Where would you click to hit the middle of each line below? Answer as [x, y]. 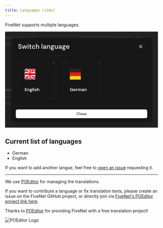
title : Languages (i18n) [30, 10]
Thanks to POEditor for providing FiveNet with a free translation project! [77, 211]
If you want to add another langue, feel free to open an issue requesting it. [79, 168]
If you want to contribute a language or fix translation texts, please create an [81, 191]
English [19, 158]
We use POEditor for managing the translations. [53, 182]
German [20, 153]
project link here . [22, 201]
